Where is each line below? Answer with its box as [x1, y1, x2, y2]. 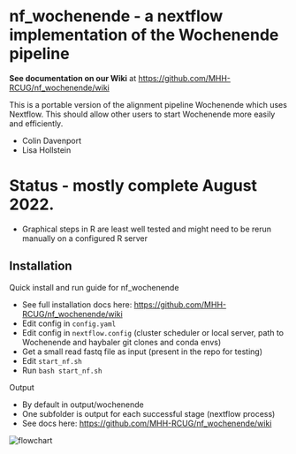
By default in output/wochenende [21, 399, 144, 410]
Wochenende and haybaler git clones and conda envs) [21, 337, 222, 347]
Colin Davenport [21, 135, 82, 146]
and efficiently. [9, 117, 64, 129]
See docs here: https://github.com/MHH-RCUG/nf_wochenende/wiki [21, 418, 272, 428]
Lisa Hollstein [21, 144, 72, 155]
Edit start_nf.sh [21, 355, 82, 366]
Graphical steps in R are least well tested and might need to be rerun [21, 223, 272, 234]
